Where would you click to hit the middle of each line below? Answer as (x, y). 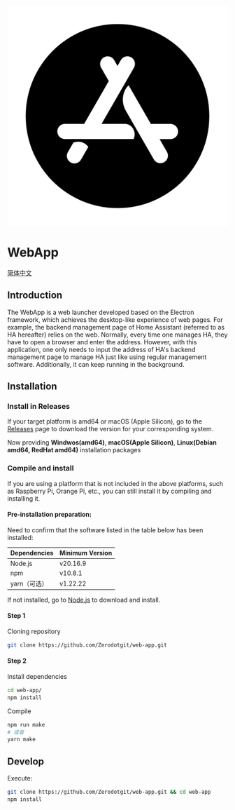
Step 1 (16, 616)
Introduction (35, 296)
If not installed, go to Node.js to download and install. (84, 600)
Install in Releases (38, 407)
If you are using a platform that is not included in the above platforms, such (115, 483)
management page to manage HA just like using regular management (107, 357)
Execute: (20, 778)
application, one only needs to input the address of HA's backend (101, 349)
